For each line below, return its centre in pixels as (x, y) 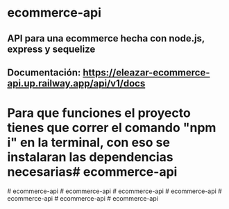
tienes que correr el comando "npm (112, 128)
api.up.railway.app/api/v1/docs (76, 83)
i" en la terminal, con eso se (88, 143)
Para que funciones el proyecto (99, 113)
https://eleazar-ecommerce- (146, 72)
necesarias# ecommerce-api (92, 172)
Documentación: (44, 72)
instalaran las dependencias (90, 157)
